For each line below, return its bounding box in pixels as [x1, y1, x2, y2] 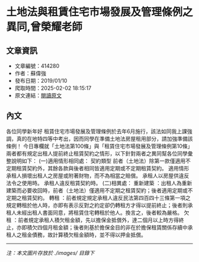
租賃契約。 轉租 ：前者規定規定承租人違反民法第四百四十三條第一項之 [21, 194, 191, 201]
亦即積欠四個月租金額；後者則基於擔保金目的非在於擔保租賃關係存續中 [16, 224, 188, 231]
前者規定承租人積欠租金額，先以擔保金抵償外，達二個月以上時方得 [17, 216, 179, 224]
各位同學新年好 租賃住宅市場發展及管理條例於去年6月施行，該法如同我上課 [6, 128, 188, 135]
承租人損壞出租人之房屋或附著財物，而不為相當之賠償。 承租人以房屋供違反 [6, 172, 190, 179]
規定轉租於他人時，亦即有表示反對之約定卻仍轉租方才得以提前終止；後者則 [6, 202, 188, 209]
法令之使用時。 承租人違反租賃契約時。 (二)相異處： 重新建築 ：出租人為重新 [6, 179, 192, 186]
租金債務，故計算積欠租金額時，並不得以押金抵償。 [21, 231, 146, 238]
